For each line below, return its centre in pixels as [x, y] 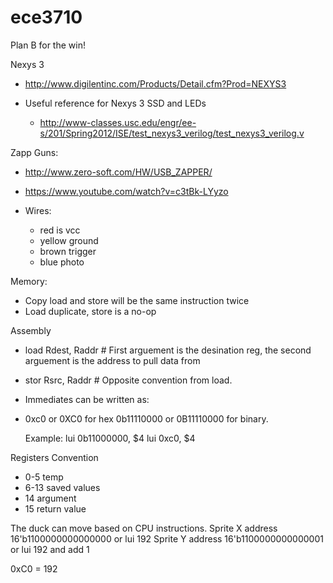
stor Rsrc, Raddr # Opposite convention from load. [128, 380]
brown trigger [68, 251]
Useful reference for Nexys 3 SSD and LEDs [115, 103]
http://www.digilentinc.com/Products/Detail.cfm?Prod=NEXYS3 [155, 83]
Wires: [38, 210]
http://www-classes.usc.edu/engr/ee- [118, 122]
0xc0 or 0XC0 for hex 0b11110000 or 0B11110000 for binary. [146, 418]
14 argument [50, 498]
